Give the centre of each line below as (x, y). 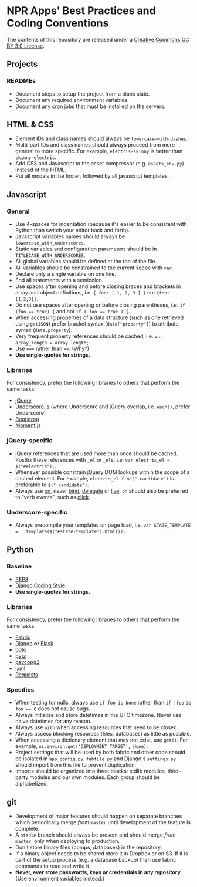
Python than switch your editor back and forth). (72, 231)
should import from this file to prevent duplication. (76, 765)
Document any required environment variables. (72, 100)
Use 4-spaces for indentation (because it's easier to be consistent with (101, 224)
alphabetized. (32, 784)
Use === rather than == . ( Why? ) (52, 349)
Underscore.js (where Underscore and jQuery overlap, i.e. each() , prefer (103, 407)
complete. (27, 829)
